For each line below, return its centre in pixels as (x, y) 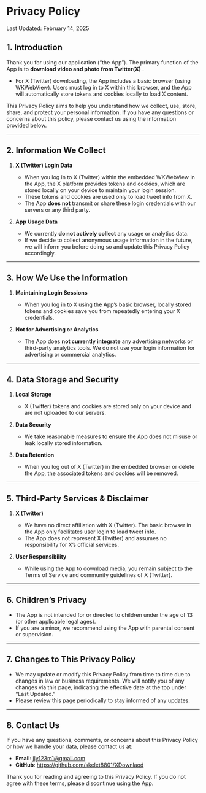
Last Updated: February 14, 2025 (48, 28)
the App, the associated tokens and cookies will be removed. (101, 473)
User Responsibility (41, 556)
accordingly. (40, 253)
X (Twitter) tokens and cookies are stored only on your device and (108, 406)
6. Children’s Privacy (47, 600)
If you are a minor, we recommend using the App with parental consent (105, 628)
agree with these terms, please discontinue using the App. (80, 783)
